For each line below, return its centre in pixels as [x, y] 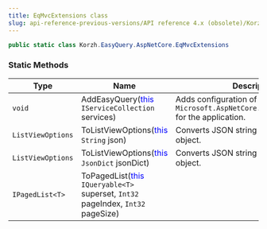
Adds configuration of [216, 99]
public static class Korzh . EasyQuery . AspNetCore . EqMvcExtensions [118, 45]
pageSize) [100, 213]
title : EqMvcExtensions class [58, 16]
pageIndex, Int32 [113, 204]
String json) [104, 140]
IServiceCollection [118, 108]
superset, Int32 [110, 193]
